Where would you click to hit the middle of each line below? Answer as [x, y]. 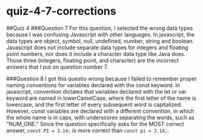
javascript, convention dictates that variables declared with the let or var [96, 91]
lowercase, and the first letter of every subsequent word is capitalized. [95, 104]
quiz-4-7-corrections [61, 11]
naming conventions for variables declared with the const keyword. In [93, 85]
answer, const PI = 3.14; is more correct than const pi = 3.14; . [88, 130]
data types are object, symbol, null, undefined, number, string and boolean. [100, 41]
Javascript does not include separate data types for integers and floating [98, 47]
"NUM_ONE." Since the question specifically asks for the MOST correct [95, 124]
